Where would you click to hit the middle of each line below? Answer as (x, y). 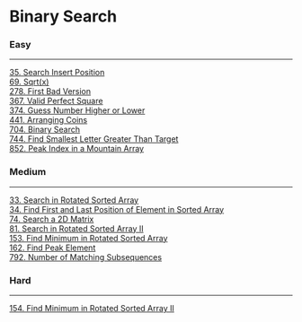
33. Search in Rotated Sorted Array (74, 200)
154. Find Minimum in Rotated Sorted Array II (92, 309)
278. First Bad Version (50, 91)
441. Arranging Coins (49, 120)
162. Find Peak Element (53, 248)
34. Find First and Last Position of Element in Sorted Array (117, 209)
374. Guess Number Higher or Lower (77, 110)
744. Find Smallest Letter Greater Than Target (94, 139)
